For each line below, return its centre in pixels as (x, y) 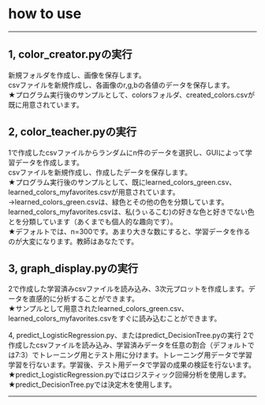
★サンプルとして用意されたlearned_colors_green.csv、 (98, 309)
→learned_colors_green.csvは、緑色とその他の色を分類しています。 (118, 201)
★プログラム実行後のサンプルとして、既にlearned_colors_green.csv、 (122, 182)
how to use (45, 14)
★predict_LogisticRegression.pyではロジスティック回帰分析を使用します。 (129, 375)
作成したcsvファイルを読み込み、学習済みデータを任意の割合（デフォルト (128, 345)
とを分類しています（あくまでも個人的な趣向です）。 (93, 221)
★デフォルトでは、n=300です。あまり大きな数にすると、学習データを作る (129, 231)
